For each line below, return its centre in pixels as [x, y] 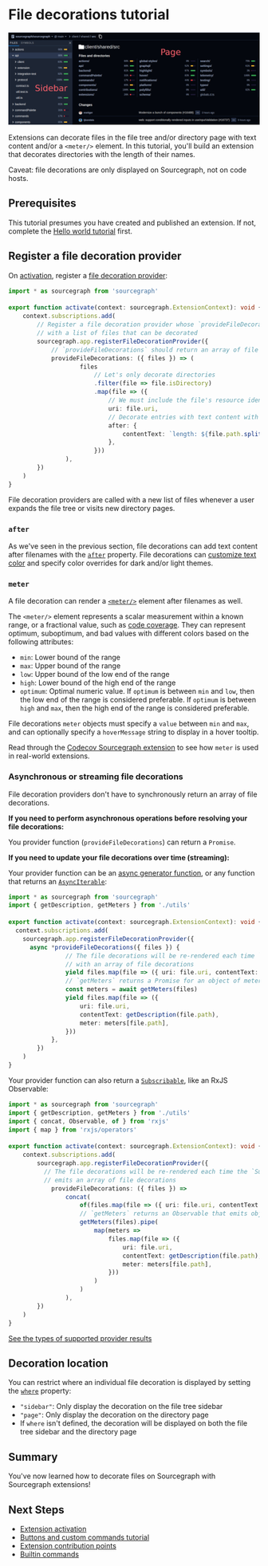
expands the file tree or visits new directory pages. [92, 508]
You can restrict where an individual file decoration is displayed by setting [130, 1383]
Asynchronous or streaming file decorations [96, 777]
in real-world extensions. [49, 756]
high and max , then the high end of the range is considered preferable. [134, 708]
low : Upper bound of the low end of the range [95, 675]
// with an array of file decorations [130, 964]
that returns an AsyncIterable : [58, 881]
